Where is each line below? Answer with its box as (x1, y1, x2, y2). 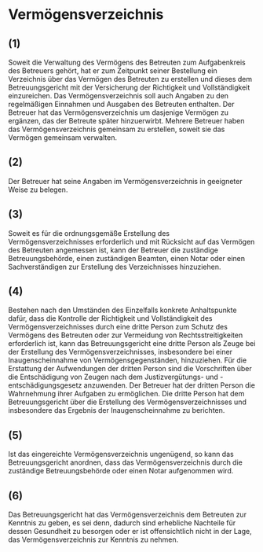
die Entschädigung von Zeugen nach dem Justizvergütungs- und (8, 372, 218, 382)
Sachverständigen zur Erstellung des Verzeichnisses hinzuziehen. (8, 262, 221, 271)
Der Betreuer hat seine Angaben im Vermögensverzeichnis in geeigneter (8, 176, 243, 186)
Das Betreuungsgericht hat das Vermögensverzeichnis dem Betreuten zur (8, 510, 247, 520)
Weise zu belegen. (8, 185, 68, 194)
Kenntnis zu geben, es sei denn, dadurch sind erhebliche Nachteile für (8, 518, 236, 528)
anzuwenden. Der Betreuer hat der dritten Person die (83, 381, 255, 390)
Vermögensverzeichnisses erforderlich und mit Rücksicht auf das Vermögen (8, 237, 255, 246)
